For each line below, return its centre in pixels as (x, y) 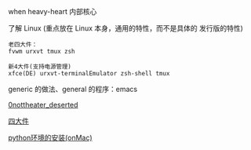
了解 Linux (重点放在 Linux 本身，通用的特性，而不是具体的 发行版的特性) (125, 28)
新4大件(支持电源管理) (40, 67)
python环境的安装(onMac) (50, 137)
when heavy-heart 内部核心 (53, 11)
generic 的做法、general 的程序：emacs (73, 89)
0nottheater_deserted (43, 105)
